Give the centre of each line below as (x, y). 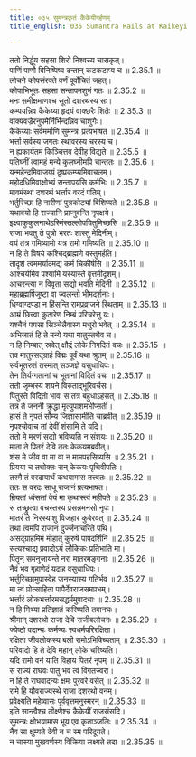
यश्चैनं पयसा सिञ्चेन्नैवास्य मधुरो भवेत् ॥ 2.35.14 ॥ (83, 324)
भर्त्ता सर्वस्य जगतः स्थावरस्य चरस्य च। (64, 141)
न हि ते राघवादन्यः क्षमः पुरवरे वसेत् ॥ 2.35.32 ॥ (79, 680)
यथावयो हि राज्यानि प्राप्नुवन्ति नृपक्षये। (62, 213)
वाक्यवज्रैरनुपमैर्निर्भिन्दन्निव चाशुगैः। (56, 121)
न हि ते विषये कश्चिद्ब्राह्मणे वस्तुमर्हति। (63, 253)
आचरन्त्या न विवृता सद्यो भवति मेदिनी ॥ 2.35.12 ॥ (82, 284)
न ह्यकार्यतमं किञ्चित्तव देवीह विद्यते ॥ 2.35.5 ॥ (78, 151)
